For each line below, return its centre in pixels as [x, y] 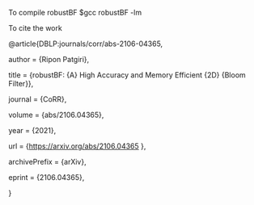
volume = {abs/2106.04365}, [56, 115]
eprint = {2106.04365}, [47, 177]
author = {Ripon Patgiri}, [49, 59]
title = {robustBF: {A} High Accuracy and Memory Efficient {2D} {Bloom [127, 75]
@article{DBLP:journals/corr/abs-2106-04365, [86, 44]
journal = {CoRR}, [38, 99]
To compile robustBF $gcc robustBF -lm [75, 13]
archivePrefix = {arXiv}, [47, 162]
